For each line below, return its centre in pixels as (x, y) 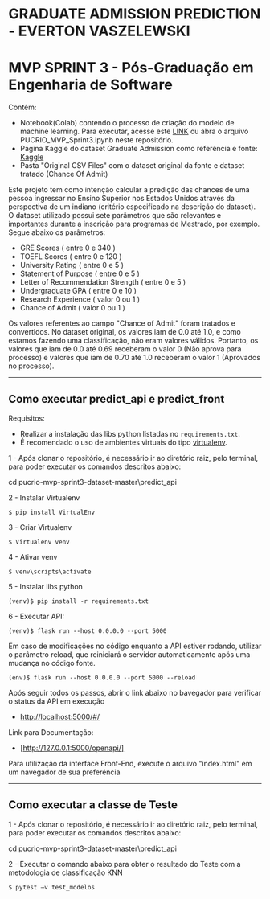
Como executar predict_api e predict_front (117, 399)
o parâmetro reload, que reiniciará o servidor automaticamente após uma (129, 654)
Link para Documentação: (51, 732)
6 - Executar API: (37, 616)
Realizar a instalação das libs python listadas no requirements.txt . (130, 433)
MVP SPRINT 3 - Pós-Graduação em (131, 68)
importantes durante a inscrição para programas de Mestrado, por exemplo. (134, 224)
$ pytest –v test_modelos (51, 887)
